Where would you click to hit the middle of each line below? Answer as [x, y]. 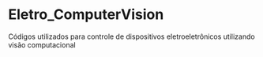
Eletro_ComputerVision [86, 15]
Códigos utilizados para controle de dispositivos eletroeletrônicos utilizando [131, 36]
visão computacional [42, 44]
